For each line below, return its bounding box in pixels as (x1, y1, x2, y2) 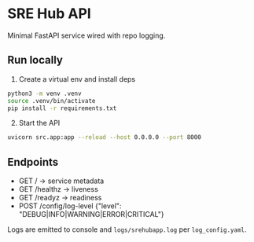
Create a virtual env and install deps (18, 74, 136, 83)
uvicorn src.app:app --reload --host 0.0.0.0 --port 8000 (7, 134, 201, 141)
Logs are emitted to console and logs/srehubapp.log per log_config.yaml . (7, 225, 247, 234)
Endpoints (7, 155, 59, 169)
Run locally (7, 53, 64, 67)
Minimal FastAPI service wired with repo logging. (7, 31, 166, 40)
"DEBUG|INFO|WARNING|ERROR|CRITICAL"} (18, 210, 164, 219)
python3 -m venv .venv (7, 90, 82, 97)
